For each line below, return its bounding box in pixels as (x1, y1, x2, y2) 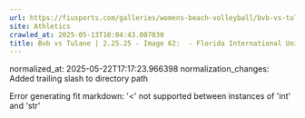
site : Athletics (9, 22, 71, 31)
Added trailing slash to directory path (9, 74, 148, 84)
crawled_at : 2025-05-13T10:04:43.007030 (9, 30, 165, 39)
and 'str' (9, 101, 41, 112)
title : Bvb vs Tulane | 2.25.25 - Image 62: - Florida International (9, 38, 282, 48)
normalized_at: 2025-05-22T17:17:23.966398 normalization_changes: (9, 64, 270, 74)
